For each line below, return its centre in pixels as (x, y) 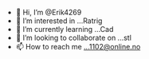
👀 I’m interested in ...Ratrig (59, 21)
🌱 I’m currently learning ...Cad (65, 29)
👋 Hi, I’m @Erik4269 (49, 12)
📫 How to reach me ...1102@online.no (78, 47)
